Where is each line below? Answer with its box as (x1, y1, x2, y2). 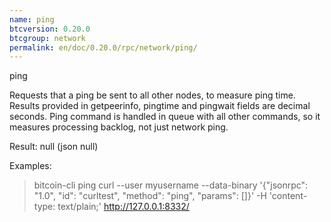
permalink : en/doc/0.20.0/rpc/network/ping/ (9, 42, 198, 53)
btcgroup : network (9, 33, 86, 43)
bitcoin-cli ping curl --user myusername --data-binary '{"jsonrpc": (33, 179, 309, 191)
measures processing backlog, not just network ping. (9, 121, 229, 133)
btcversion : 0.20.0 (9, 24, 91, 34)
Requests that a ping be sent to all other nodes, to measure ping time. (9, 89, 296, 101)
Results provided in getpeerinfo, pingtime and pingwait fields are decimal (9, 100, 311, 112)
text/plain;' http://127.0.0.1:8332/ (57, 201, 190, 213)
